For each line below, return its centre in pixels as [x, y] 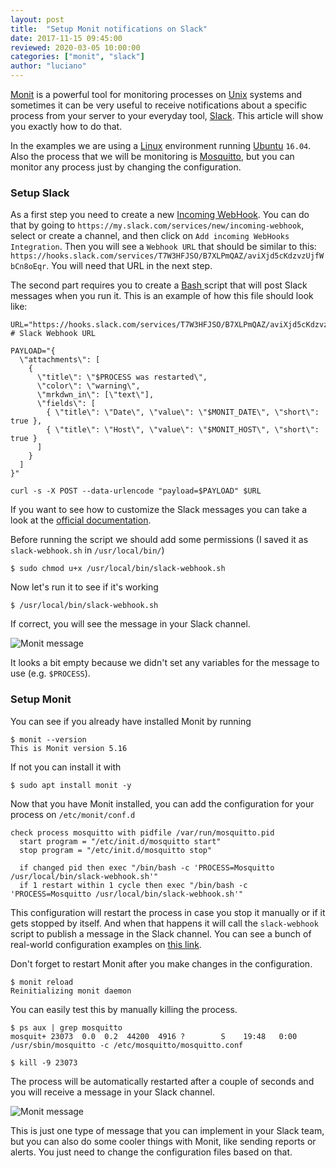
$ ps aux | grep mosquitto [66, 1027]
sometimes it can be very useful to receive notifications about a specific [159, 105]
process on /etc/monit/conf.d [73, 814]
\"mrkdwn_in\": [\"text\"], [95, 395]
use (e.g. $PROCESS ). [50, 673]
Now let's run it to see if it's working [84, 587]
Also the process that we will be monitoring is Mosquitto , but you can [152, 156]
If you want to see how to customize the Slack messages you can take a [159, 510]
